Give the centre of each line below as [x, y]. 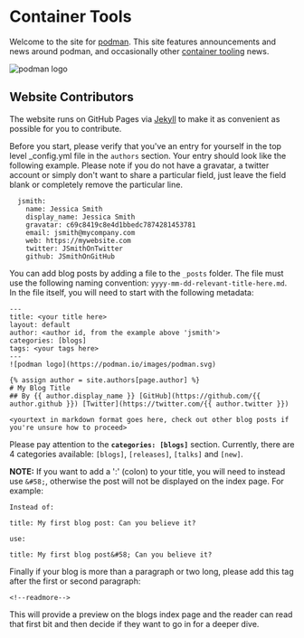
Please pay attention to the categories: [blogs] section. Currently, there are [152, 444]
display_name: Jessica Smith [81, 217]
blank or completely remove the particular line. [96, 184]
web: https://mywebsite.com [78, 240]
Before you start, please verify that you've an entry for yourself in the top [146, 145]
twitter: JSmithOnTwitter [75, 249]
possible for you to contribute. [66, 128]
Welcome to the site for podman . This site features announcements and [143, 42]
